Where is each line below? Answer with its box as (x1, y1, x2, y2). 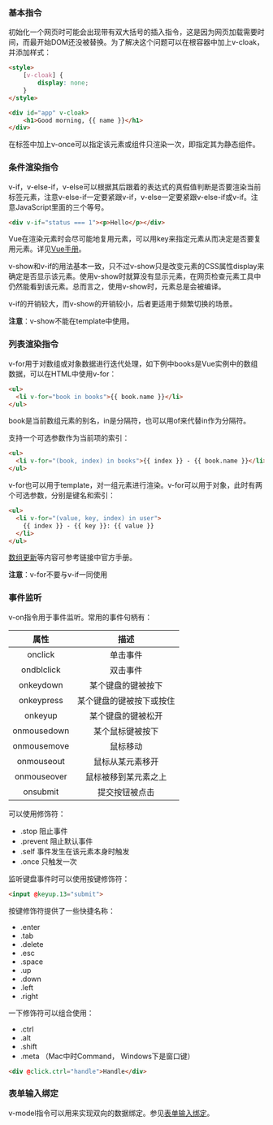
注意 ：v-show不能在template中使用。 (8, 316, 134, 326)
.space (19, 957, 43, 966)
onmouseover (15, 771, 67, 782)
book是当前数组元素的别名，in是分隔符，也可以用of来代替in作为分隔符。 (8, 416, 250, 426)
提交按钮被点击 (97, 786, 155, 797)
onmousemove (12, 740, 70, 751)
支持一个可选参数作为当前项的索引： (8, 433, 130, 443)
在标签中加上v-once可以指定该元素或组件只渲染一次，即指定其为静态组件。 (8, 140, 260, 150)
